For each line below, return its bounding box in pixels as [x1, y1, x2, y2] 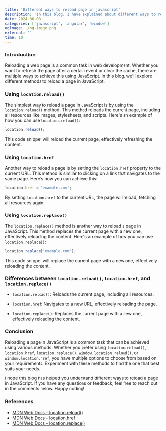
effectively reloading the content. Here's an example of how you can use [5, 233, 153, 239]
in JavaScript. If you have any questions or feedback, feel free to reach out [5, 380, 158, 386]
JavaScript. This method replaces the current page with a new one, [5, 228, 142, 234]
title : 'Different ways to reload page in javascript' [5, 7, 121, 12]
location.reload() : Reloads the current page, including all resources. [12, 291, 154, 297]
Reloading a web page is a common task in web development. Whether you [5, 62, 159, 68]
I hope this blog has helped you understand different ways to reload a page [5, 375, 158, 381]
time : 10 [5, 35, 23, 40]
